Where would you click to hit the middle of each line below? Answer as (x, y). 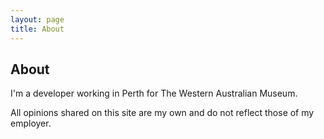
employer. (31, 123)
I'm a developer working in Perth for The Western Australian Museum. (154, 93)
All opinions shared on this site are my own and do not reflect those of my (162, 113)
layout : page (37, 19)
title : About (37, 29)
